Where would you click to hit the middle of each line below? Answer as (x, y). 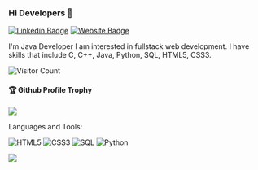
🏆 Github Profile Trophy (50, 89)
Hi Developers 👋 (41, 13)
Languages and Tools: (46, 126)
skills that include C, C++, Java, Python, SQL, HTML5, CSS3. (110, 55)
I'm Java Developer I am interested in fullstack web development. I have (129, 46)
